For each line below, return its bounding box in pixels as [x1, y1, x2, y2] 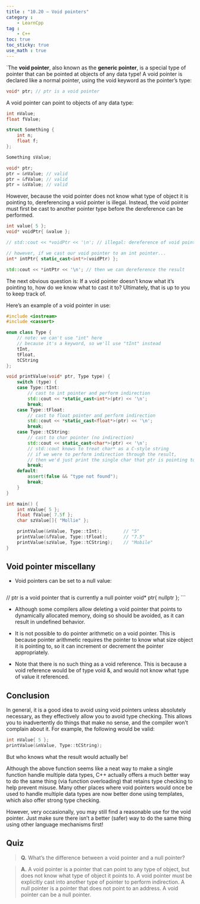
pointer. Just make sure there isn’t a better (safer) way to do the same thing [6, 814, 192, 822]
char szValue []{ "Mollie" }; [17, 518, 89, 524]
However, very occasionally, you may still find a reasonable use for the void [6, 808, 191, 815]
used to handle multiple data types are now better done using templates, [6, 791, 185, 797]
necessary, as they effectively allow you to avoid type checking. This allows [6, 713, 192, 720]
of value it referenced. [14, 673, 70, 681]
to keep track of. [6, 290, 46, 297]
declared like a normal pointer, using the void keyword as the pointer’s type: [6, 76, 192, 84]
